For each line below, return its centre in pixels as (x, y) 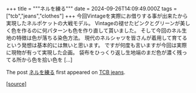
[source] (16, 84)
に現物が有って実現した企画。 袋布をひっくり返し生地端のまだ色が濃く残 (94, 52)
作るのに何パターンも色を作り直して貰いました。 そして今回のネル (102, 30)
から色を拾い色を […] (47, 60)
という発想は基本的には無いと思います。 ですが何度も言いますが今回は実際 (97, 45)
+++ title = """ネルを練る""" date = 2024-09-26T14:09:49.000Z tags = (92, 8)
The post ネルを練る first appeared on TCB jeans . (66, 72)
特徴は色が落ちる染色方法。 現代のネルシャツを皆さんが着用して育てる (102, 38)
